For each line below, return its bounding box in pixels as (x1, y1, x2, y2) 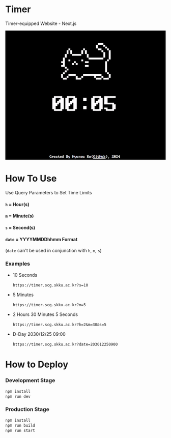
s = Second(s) (5, 225, 36, 230)
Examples (5, 260, 31, 268)
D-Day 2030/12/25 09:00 (12, 331, 66, 337)
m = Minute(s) (5, 213, 34, 219)
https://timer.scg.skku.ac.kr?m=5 (12, 302, 86, 307)
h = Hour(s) (5, 201, 30, 207)
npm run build (5, 423, 36, 428)
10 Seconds (12, 272, 38, 278)
